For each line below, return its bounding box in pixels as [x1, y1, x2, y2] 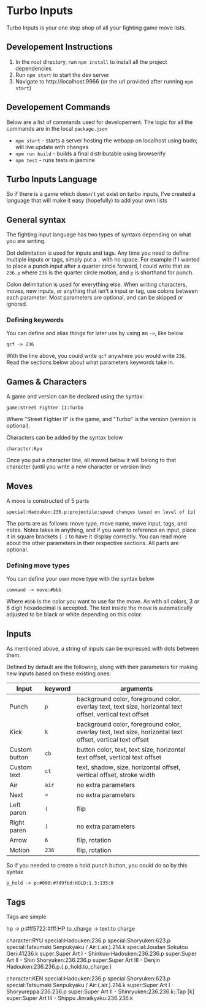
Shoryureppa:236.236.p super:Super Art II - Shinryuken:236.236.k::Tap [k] [6, 988, 195, 995]
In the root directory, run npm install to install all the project [15, 58, 167, 65]
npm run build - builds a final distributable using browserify [15, 150, 166, 157]
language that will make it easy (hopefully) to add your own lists [6, 197, 167, 204]
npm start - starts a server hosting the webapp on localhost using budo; [15, 136, 198, 144]
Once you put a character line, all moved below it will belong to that [6, 457, 177, 464]
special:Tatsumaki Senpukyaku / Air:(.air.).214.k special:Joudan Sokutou [6, 944, 188, 951]
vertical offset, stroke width [76, 771, 156, 780]
